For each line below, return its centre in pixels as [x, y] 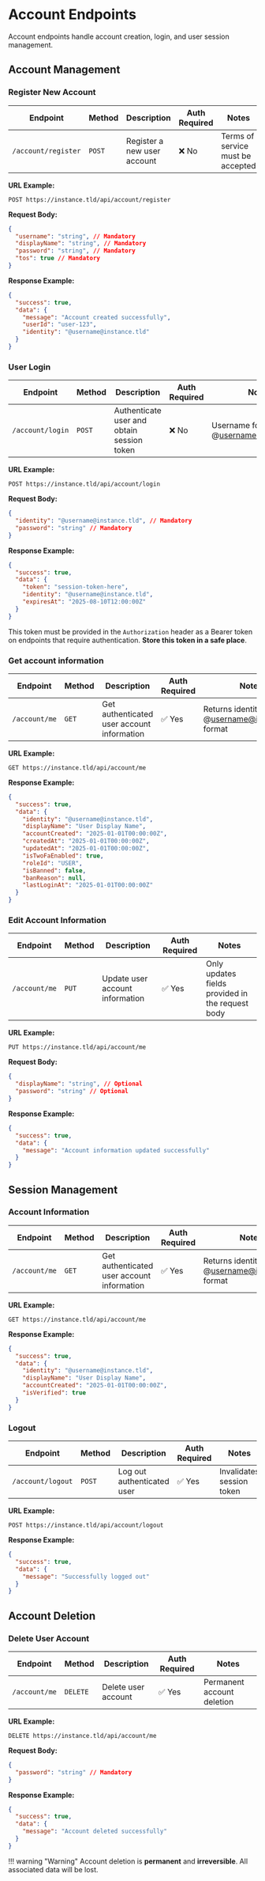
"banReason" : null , [54, 878]
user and [131, 421]
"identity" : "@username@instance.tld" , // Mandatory [104, 521]
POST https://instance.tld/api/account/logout [86, 1525]
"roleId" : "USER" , [52, 863]
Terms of [237, 136]
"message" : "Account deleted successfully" [95, 1832]
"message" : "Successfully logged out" [86, 1576]
